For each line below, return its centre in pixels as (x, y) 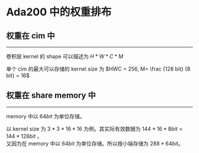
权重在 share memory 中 (51, 96)
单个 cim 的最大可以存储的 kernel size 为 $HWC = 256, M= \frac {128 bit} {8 (98, 69)
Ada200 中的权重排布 (59, 12)
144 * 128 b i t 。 (24, 136)
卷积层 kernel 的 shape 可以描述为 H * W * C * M (65, 56)
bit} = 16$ (18, 75)
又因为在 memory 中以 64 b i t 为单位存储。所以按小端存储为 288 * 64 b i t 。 (95, 143)
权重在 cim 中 (31, 36)
